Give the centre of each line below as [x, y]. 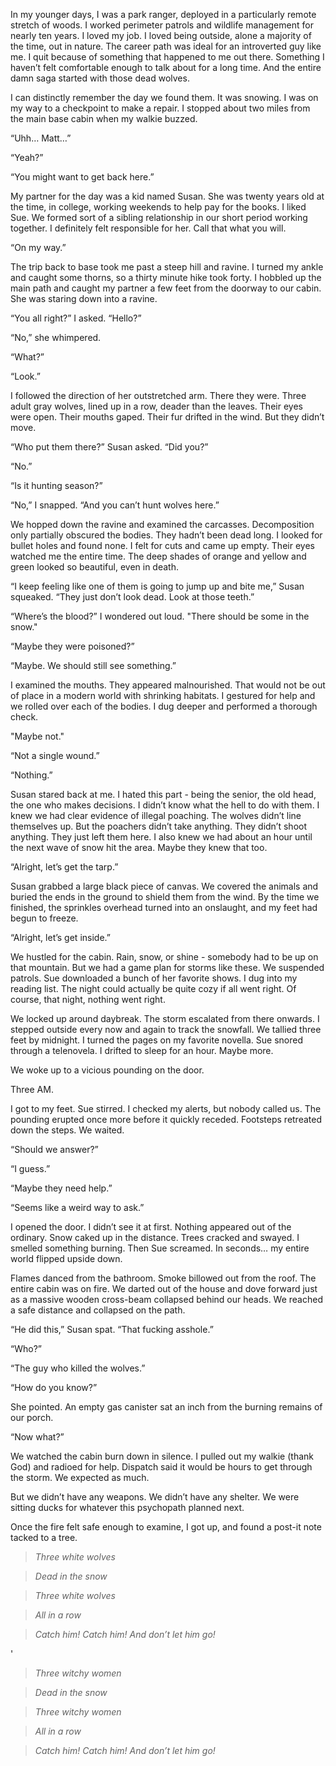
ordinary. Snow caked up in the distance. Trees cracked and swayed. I [155, 1237]
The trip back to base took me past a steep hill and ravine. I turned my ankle [167, 267]
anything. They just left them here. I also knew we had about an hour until [161, 837]
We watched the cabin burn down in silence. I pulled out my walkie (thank [162, 1456]
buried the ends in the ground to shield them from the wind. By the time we [165, 897]
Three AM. [32, 1089]
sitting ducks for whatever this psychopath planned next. [127, 1507]
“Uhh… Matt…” [41, 138]
